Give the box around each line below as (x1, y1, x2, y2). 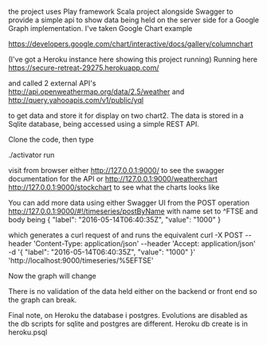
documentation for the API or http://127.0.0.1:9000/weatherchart (8, 174, 218, 183)
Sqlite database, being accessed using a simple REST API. (8, 120, 199, 128)
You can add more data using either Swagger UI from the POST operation (8, 198, 249, 207)
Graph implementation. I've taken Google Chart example (8, 24, 193, 33)
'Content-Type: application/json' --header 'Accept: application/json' (33, 239, 257, 248)
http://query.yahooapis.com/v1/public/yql (8, 96, 144, 104)
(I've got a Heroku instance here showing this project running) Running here (8, 55, 257, 64)
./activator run (8, 151, 55, 159)
